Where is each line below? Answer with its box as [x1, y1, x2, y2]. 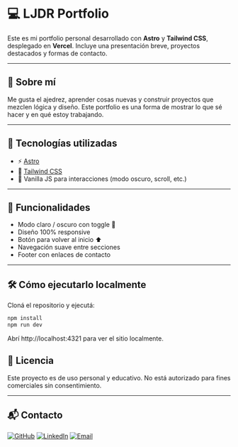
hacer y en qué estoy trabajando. [7, 110, 104, 118]
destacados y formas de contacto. [7, 49, 108, 57]
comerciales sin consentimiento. [7, 381, 102, 390]
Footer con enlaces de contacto [17, 250, 111, 259]
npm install [7, 315, 42, 322]
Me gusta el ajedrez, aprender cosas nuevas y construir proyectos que [7, 95, 214, 104]
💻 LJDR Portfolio [7, 6, 110, 22]
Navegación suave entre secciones [17, 243, 120, 252]
